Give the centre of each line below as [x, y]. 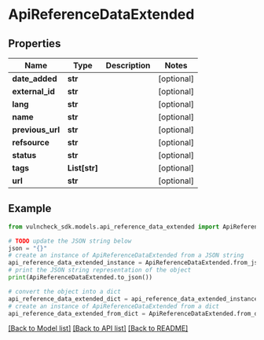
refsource [31, 143]
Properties [35, 44]
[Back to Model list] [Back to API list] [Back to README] [98, 328]
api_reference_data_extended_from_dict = [77, 313]
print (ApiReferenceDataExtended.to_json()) [81, 278]
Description [128, 66]
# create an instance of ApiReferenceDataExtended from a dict [114, 306]
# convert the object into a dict [65, 291]
